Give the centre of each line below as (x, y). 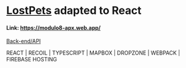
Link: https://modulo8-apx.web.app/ (54, 27)
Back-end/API (24, 41)
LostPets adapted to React (74, 11)
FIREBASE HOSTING (32, 59)
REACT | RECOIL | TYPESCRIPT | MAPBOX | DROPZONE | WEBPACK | (93, 53)
